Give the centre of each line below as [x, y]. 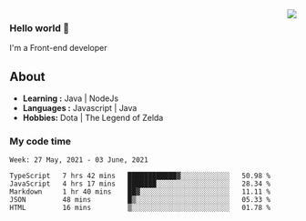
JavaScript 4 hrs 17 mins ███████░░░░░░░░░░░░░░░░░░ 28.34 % [140, 184]
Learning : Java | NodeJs [71, 98]
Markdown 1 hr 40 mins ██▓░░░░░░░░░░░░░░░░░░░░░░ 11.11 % [140, 192]
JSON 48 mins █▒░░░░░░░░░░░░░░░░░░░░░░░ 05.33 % [140, 200]
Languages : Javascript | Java [80, 108]
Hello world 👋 [40, 28]
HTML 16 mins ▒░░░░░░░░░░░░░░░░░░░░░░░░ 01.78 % [140, 208]
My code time [40, 142]
